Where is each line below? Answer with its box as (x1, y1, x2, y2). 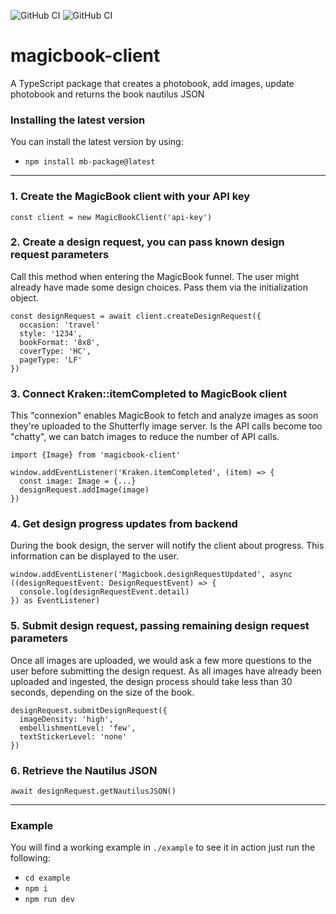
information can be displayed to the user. (10, 550, 180, 562)
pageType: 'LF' (19, 355, 83, 365)
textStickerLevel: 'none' (19, 731, 128, 742)
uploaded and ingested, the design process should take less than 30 (10, 675, 293, 687)
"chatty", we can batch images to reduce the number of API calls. (10, 431, 280, 443)
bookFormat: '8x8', (19, 337, 101, 347)
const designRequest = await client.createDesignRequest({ (10, 311, 262, 321)
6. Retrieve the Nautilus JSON (10, 763, 158, 777)
